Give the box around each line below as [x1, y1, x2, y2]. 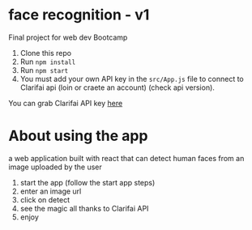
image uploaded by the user [8, 162, 103, 172]
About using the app [8, 127, 148, 145]
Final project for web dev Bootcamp [8, 32, 128, 42]
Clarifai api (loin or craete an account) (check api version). [19, 83, 215, 92]
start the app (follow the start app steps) [19, 177, 156, 187]
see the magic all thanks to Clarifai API [19, 203, 149, 213]
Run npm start [19, 65, 69, 75]
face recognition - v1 [8, 6, 150, 24]
